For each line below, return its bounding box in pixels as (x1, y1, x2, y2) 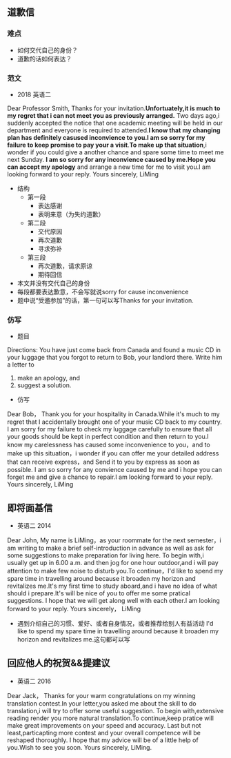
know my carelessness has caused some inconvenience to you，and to (7, 440, 210, 449)
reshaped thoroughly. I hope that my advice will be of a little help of (7, 736, 199, 744)
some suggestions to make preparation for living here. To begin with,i (7, 551, 205, 560)
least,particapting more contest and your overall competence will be (7, 728, 201, 737)
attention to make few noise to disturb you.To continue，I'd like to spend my (7, 567, 223, 575)
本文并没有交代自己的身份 (17, 278, 90, 287)
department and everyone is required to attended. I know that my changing (7, 126, 221, 134)
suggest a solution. (17, 381, 72, 389)
